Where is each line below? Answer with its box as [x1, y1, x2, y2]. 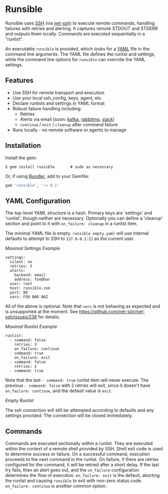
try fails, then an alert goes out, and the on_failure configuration [5, 467, 139, 473]
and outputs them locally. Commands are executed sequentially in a [5, 31, 145, 37]
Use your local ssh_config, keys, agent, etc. [12, 95, 103, 101]
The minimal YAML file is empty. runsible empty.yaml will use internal [5, 230, 149, 236]
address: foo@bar [14, 277, 51, 282]
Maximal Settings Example [5, 245, 60, 252]
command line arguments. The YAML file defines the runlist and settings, [5, 51, 155, 57]
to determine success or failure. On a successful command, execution [5, 451, 150, 457]
